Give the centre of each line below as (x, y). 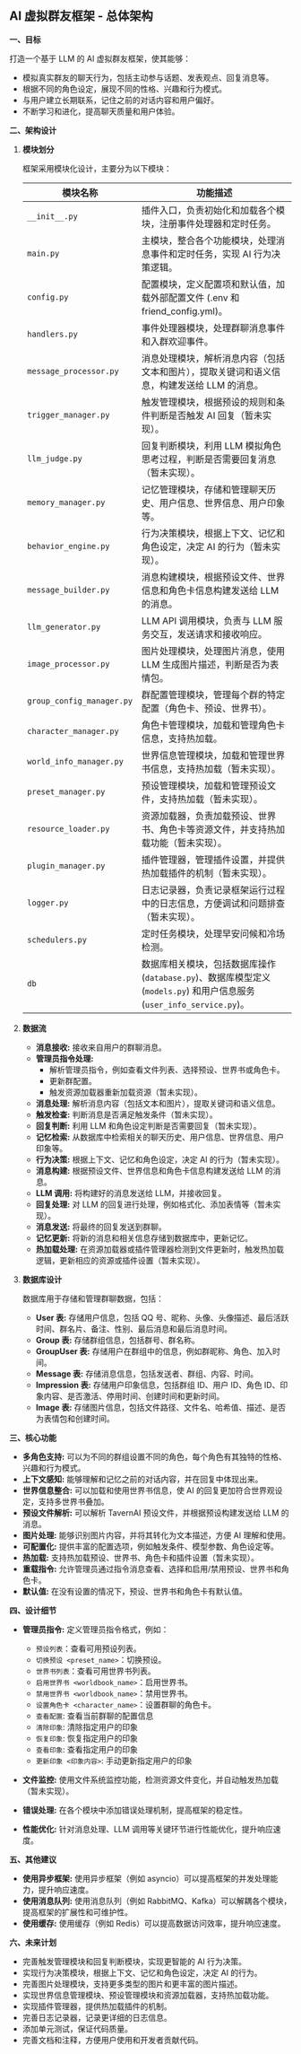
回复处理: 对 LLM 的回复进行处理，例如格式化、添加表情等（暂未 (154, 1204)
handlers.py (52, 334)
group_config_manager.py (80, 701)
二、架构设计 (33, 130)
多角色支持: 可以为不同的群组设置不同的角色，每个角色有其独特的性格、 (154, 1456)
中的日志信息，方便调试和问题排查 (214, 903)
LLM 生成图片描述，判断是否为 (206, 664)
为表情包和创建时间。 (75, 1418)
